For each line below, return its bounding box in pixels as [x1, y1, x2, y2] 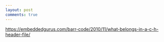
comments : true [5, 12, 38, 17]
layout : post [5, 7, 33, 13]
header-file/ [5, 31, 31, 37]
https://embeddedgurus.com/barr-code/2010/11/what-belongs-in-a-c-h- [5, 26, 159, 32]
